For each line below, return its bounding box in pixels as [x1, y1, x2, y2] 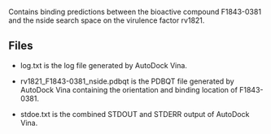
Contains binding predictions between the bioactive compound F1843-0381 [8, 7, 262, 16]
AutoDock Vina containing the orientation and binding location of [20, 84, 238, 94]
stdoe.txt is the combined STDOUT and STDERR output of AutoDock [20, 109, 250, 119]
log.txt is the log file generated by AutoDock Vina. [20, 60, 187, 70]
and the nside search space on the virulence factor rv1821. [8, 15, 205, 25]
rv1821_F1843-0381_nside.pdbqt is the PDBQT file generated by [20, 76, 234, 86]
